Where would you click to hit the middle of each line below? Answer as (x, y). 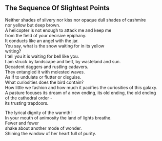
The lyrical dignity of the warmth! (39, 113)
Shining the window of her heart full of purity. (51, 133)
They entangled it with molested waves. (45, 72)
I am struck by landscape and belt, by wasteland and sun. (63, 61)
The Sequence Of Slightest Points (57, 8)
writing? (13, 51)
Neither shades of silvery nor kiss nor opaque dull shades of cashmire (76, 20)
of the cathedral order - (29, 98)
